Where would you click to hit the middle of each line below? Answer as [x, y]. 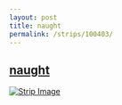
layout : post [33, 17]
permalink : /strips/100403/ [61, 34]
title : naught [36, 26]
